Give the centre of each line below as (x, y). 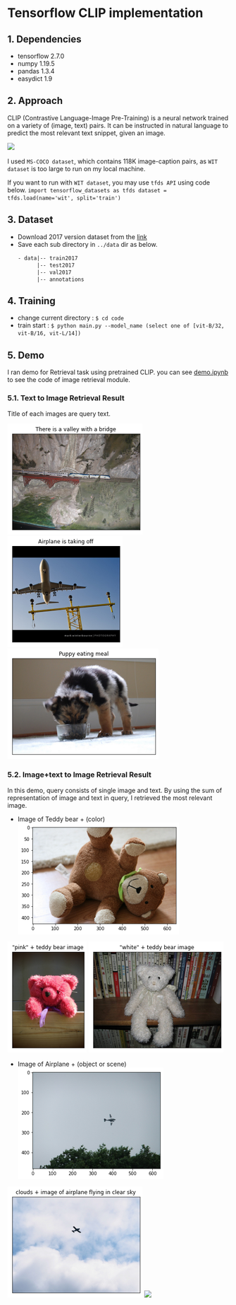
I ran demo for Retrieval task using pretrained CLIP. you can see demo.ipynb (118, 372)
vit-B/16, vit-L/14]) (49, 334)
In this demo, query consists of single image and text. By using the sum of (115, 790)
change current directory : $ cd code (71, 318)
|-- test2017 (56, 265)
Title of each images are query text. (59, 413)
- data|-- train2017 (48, 258)
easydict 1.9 (35, 79)
